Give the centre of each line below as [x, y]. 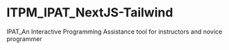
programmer [24, 38]
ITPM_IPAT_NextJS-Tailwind [90, 13]
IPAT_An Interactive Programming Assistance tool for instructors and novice [114, 32]
